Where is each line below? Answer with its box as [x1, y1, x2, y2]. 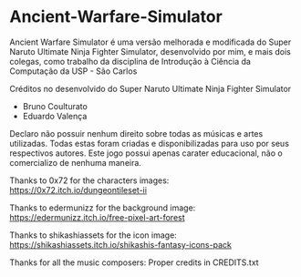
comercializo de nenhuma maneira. [9, 157, 141, 168]
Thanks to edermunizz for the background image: [9, 202, 196, 213]
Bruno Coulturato [22, 100, 88, 111]
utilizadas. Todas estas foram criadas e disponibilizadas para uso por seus [9, 138, 290, 149]
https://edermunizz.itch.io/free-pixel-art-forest [9, 211, 185, 222]
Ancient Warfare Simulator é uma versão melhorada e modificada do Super [9, 36, 292, 47]
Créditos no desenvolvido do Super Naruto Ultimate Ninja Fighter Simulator [9, 83, 292, 94]
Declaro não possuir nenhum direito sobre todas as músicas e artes [9, 128, 264, 138]
